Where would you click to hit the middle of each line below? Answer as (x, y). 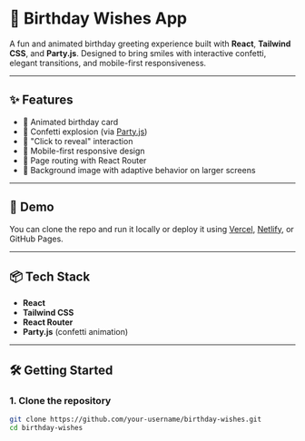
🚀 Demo (32, 207)
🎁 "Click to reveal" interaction (78, 141)
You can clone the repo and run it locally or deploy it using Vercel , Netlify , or (152, 229)
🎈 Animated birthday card (70, 122)
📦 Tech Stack (50, 276)
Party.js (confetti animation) (75, 332)
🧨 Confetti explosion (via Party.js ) (85, 132)
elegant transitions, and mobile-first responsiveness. (108, 63)
